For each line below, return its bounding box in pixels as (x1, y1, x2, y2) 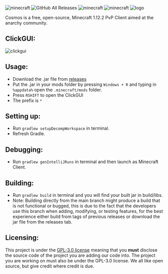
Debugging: (5, 145, 43, 154)
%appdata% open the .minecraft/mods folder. (12, 86, 102, 93)
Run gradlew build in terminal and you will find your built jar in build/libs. (12, 192, 163, 198)
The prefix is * (12, 97, 43, 103)
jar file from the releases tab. (12, 219, 72, 225)
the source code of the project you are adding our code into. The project (5, 252, 156, 258)
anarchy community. (5, 20, 48, 26)
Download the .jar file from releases (12, 76, 87, 82)
